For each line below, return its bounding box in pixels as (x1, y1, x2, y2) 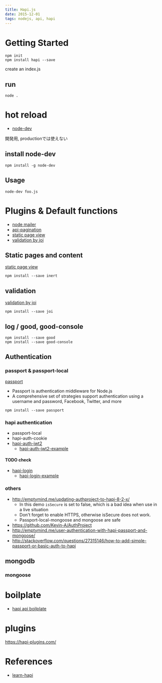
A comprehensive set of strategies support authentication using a (12, 393, 144, 399)
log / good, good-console (5, 322, 84, 331)
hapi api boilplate (12, 605, 47, 611)
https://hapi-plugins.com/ (5, 639, 56, 644)
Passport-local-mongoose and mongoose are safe (19, 517, 121, 522)
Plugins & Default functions (5, 205, 118, 216)
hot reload (5, 109, 47, 121)
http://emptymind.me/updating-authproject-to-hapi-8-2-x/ (12, 496, 130, 502)
